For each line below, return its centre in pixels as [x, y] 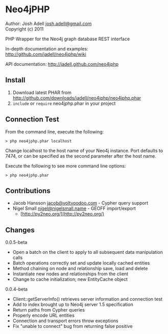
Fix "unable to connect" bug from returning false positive [73, 326]
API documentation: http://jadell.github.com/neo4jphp [62, 64]
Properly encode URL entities [44, 316]
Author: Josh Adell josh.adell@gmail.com [49, 23]
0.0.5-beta [16, 242]
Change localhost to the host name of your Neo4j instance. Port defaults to [84, 150]
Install [15, 80]
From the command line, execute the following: [55, 132]
